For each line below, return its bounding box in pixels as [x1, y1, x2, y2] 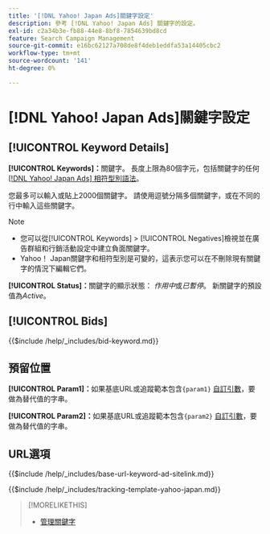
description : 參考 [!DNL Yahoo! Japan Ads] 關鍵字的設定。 [8, 19, 199, 27]
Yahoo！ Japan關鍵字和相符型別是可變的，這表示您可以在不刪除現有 [19, 253, 247, 263]
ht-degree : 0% [8, 64, 56, 72]
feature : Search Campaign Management [8, 34, 135, 43]
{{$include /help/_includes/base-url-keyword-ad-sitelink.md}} [8, 469, 215, 479]
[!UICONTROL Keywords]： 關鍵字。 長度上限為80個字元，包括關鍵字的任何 [8, 163, 260, 173]
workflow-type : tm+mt [8, 49, 81, 57]
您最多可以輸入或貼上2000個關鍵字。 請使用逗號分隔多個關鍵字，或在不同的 [8, 190, 260, 200]
